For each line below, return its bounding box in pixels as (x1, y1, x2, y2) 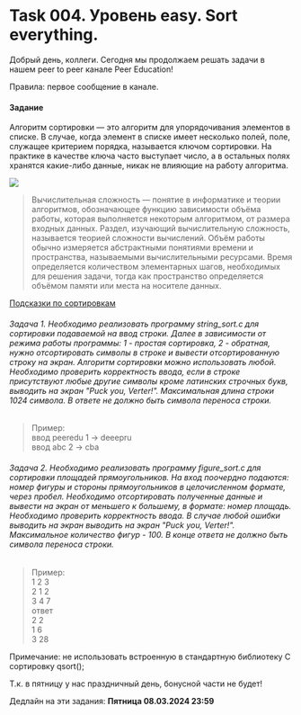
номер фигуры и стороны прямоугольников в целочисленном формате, (9, 481, 286, 492)
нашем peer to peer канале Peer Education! (9, 64, 173, 75)
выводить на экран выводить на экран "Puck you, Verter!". (9, 519, 235, 531)
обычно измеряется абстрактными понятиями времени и (31, 242, 254, 253)
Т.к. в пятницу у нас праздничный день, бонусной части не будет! (9, 678, 263, 689)
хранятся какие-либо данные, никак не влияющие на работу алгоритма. (9, 160, 289, 171)
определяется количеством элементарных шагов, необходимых (31, 262, 281, 273)
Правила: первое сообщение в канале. (9, 81, 159, 92)
